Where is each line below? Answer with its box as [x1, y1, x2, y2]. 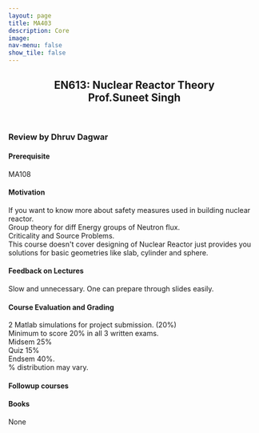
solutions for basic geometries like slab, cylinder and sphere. [8, 247, 209, 257]
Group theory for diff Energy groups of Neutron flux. [8, 222, 181, 232]
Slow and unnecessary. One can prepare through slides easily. [8, 284, 214, 293]
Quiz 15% [8, 346, 40, 355]
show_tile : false [8, 49, 66, 57]
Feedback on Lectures [8, 266, 84, 276]
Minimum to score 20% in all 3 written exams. [8, 329, 159, 339]
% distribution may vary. [8, 363, 90, 372]
